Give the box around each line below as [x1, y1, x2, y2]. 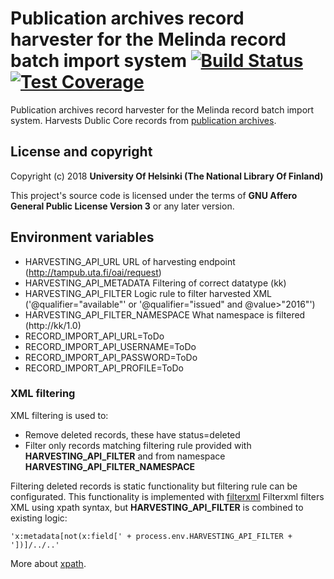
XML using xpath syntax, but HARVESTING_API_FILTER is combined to [10, 501, 304, 513]
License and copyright [10, 143, 153, 161]
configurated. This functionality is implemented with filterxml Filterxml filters [10, 490, 325, 502]
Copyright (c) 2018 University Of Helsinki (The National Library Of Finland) [10, 170, 324, 182]
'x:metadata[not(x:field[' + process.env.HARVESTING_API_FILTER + [10, 531, 293, 541]
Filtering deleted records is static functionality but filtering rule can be [10, 480, 298, 492]
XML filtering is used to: [10, 409, 109, 421]
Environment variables [10, 229, 155, 246]
